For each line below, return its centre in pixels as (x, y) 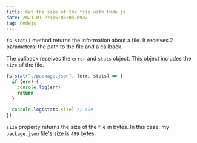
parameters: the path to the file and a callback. (65, 47)
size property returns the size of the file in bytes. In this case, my (88, 127)
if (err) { (25, 82)
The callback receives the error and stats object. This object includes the (99, 59)
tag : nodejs (21, 23)
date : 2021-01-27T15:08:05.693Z (47, 18)
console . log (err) (39, 88)
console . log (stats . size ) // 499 (53, 110)
